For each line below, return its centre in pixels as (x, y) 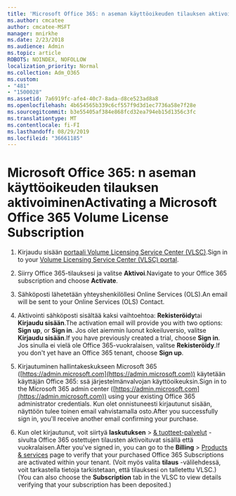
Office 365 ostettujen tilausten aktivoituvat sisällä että (116, 440)
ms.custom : (23, 79)
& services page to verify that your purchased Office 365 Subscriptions (121, 455)
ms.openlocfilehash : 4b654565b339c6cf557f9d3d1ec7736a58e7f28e (102, 106)
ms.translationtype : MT (42, 118)
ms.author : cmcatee (36, 20)
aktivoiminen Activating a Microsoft (112, 203)
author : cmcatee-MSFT (39, 27)
